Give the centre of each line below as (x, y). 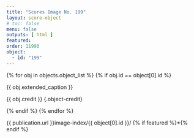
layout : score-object (34, 18)
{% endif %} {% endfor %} (40, 110)
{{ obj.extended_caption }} (40, 87)
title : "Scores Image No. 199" (46, 12)
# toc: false (23, 23)
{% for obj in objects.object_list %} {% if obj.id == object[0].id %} (89, 75)
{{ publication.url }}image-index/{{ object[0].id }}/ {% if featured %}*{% (97, 123)
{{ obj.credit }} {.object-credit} (44, 99)
